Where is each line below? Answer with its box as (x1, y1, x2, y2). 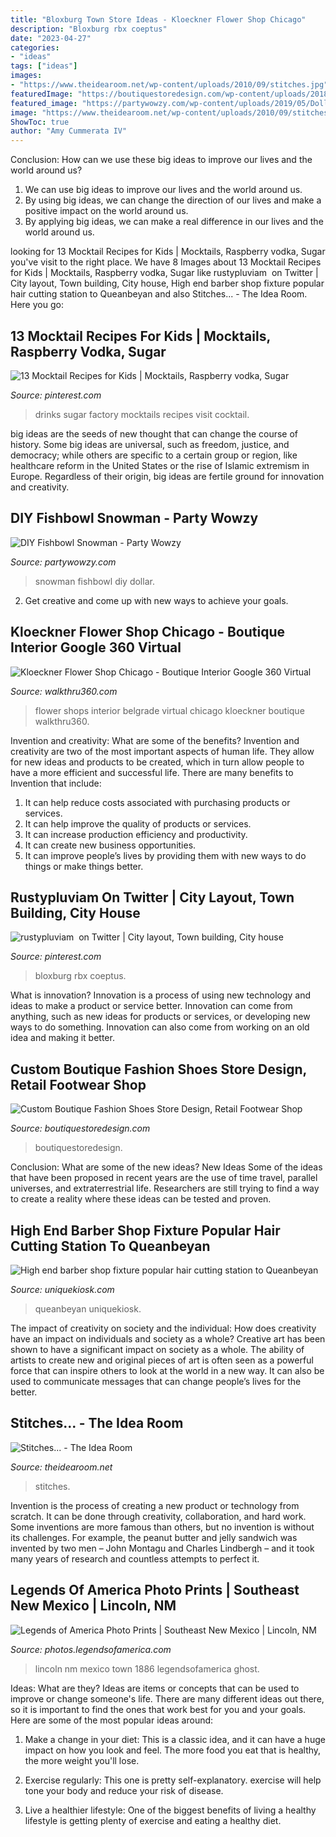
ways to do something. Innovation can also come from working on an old (10, 1021, 310, 1033)
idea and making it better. (10, 1032, 115, 1044)
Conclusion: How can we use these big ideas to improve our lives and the (10, 154, 313, 166)
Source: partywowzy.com (10, 556, 117, 568)
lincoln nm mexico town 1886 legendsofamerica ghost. (34, 1662, 260, 1675)
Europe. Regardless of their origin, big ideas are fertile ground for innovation (10, 470, 325, 482)
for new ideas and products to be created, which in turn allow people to (10, 756, 305, 768)
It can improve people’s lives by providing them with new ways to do (24, 849, 307, 861)
